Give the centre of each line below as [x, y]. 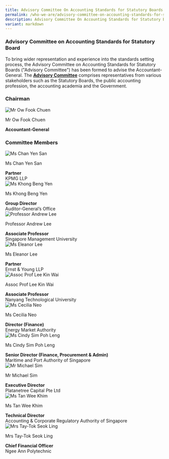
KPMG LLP [16, 178]
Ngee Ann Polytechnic [28, 451]
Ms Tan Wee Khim [24, 406]
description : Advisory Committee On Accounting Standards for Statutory [83, 19]
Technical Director [25, 416]
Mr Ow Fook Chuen [25, 120]
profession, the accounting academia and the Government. [66, 86]
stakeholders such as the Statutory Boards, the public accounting [73, 80]
